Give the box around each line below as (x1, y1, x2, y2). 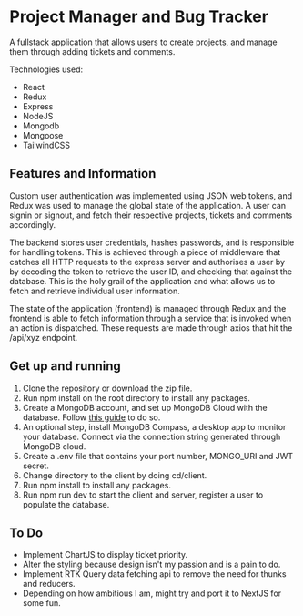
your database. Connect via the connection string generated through (22, 431, 281, 442)
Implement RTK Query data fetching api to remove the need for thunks (22, 569, 287, 580)
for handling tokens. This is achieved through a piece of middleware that (9, 246, 281, 257)
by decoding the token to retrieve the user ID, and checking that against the (9, 266, 293, 277)
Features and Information (9, 166, 157, 181)
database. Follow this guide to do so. (22, 412, 161, 423)
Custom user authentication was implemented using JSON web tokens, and (9, 190, 293, 201)
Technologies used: (9, 64, 84, 75)
